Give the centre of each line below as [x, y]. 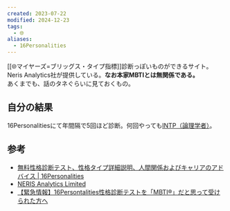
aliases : [20, 39]
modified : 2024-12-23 [38, 20]
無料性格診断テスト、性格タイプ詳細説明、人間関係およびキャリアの [114, 167]
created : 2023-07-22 [37, 13]
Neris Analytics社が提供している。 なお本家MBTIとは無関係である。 [103, 75]
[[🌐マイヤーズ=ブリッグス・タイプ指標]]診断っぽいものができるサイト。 [110, 66]
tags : [15, 26]
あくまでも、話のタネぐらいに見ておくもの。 [71, 83]
